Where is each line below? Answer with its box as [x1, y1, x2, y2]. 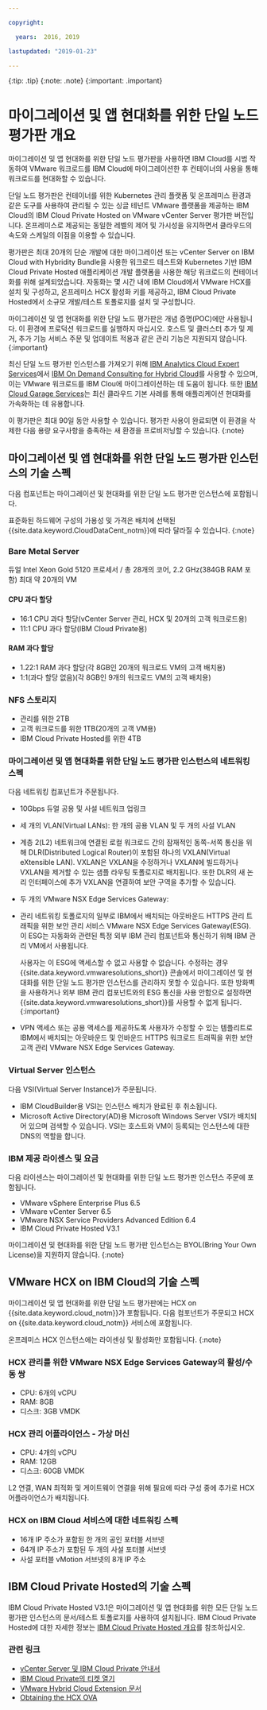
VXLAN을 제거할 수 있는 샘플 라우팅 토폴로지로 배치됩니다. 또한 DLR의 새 [19, 867, 246, 877]
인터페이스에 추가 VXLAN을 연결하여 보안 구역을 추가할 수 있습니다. [28, 878, 237, 887]
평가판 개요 [8, 126, 76, 144]
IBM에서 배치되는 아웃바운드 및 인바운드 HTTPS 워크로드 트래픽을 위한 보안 [19, 1033, 253, 1042]
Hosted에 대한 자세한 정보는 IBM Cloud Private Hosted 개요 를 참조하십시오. [8, 1623, 246, 1632]
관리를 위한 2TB [19, 714, 70, 723]
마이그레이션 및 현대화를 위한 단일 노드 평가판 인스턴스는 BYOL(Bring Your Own [8, 1240, 257, 1250]
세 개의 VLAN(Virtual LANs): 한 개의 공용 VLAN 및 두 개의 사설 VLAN [19, 820, 236, 831]
